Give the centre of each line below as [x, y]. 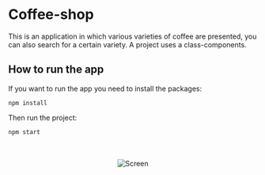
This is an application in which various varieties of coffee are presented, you [132, 36]
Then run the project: [43, 117]
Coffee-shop [51, 15]
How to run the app [56, 70]
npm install [28, 103]
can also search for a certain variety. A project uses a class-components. [127, 44]
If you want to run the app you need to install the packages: [105, 88]
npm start [25, 132]
